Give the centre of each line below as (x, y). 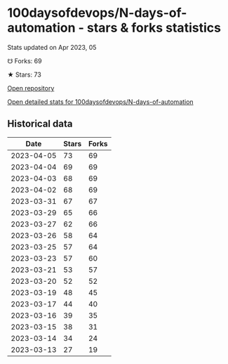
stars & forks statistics (154, 28)
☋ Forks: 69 (25, 60)
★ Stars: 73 (25, 74)
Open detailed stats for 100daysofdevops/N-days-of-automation (101, 102)
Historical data (40, 124)
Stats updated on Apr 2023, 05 (52, 47)
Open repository (31, 88)
